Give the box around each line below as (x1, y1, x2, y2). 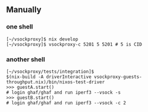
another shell (6, 55, 46, 63)
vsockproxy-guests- (94, 74, 143, 80)
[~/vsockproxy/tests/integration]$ (6, 69, 95, 74)
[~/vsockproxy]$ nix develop (6, 36, 78, 42)
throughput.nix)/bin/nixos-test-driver (6, 79, 105, 85)
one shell (6, 23, 33, 31)
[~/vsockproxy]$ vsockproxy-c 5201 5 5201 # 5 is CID (6, 41, 143, 47)
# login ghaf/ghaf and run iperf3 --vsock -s (6, 89, 121, 95)
